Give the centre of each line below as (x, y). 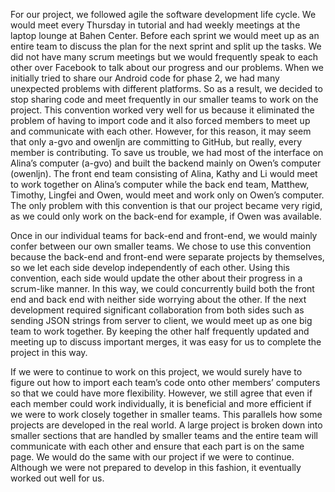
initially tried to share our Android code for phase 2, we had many (145, 78)
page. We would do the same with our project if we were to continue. (152, 457)
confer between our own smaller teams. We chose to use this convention (161, 246)
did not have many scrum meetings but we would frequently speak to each (164, 57)
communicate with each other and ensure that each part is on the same (157, 446)
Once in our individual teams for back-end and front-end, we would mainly (164, 235)
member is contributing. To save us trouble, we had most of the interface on (167, 152)
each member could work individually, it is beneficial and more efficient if (161, 403)
